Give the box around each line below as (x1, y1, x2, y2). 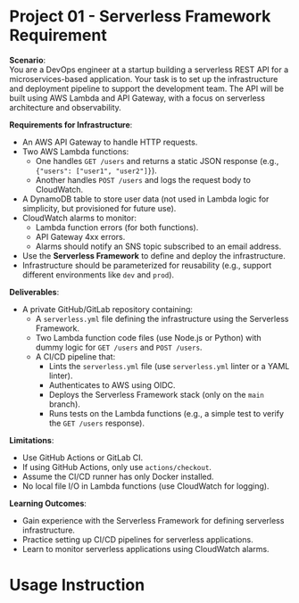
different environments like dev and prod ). (21, 269, 175, 280)
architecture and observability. (9, 102, 122, 112)
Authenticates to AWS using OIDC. (48, 379, 176, 390)
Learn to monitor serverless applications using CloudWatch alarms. (21, 543, 270, 554)
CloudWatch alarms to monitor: (21, 212, 137, 223)
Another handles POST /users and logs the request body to (35, 174, 252, 185)
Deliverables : (9, 286, 60, 297)
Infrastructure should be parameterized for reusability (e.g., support (21, 260, 272, 270)
